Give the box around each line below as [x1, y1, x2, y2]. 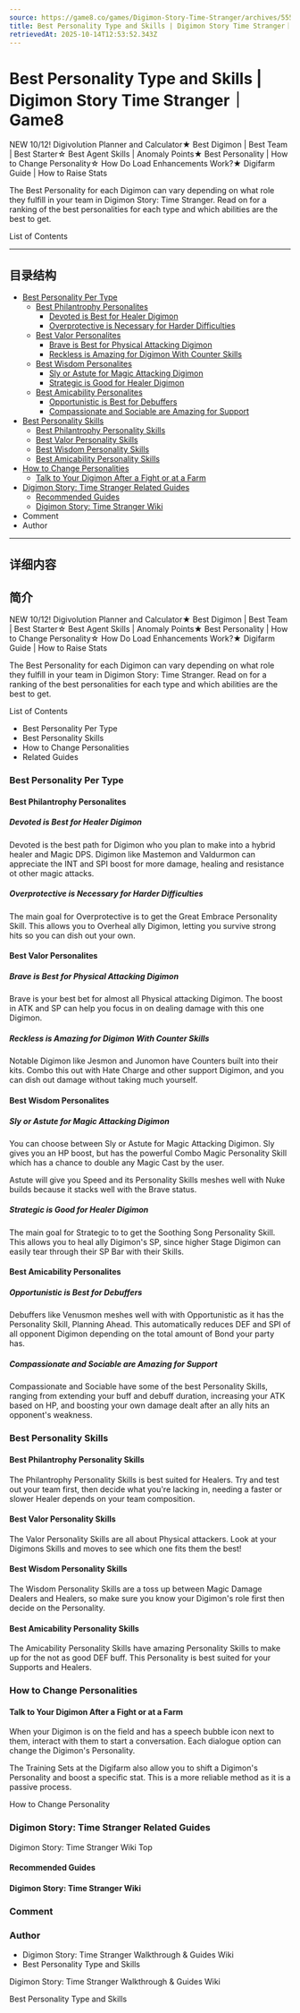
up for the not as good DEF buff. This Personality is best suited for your [9, 1652, 271, 1663]
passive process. [9, 1782, 72, 1793]
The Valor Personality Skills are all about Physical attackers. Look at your [9, 1533, 277, 1544]
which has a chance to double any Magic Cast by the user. [9, 1156, 225, 1168]
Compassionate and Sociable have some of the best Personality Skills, [9, 1381, 268, 1392]
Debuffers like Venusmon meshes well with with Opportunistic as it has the [9, 1309, 284, 1320]
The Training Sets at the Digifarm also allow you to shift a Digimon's [9, 1762, 259, 1773]
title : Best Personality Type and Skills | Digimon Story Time [9, 21, 250, 30]
